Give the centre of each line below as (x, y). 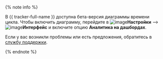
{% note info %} (22, 7)
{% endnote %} (21, 52)
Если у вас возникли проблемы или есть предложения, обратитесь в (79, 37)
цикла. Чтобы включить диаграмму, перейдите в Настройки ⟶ (82, 22)
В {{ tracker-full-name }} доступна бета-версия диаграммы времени (77, 17)
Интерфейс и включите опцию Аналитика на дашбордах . (84, 27)
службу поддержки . (27, 42)
